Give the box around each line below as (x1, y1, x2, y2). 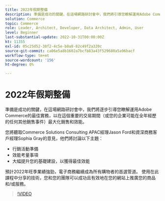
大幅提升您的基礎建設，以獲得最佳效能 (12, 158, 90, 164)
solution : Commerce (5, 16, 45, 21)
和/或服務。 (5, 181, 28, 187)
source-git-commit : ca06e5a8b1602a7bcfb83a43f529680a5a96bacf (5, 48, 135, 53)
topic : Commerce (5, 21, 38, 26)
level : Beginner (5, 30, 38, 35)
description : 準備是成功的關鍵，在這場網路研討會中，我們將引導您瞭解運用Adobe (5, 12, 151, 17)
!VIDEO (17, 191, 32, 197)
